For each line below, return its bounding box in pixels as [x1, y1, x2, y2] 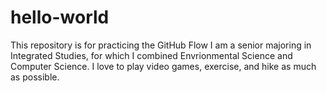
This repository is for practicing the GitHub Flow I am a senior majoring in [10, 39, 312, 51]
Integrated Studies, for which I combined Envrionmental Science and [10, 49, 293, 61]
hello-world [10, 6, 110, 29]
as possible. [10, 71, 60, 83]
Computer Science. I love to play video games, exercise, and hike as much [10, 60, 317, 72]
